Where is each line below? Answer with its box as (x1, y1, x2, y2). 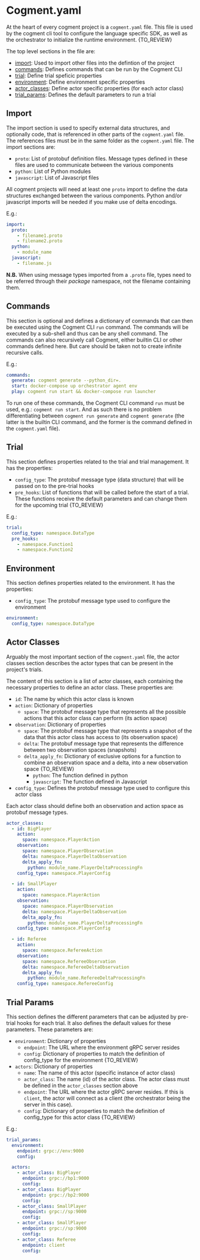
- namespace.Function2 (17, 547, 73, 553)
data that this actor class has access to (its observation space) (23, 733, 178, 740)
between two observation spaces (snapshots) (23, 746, 137, 753)
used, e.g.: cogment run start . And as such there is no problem (6, 406, 162, 413)
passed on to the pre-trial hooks (14, 482, 94, 489)
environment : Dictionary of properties (14, 1037, 106, 1044)
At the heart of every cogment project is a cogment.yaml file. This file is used (6, 23, 193, 30)
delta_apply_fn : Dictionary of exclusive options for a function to (23, 752, 181, 759)
